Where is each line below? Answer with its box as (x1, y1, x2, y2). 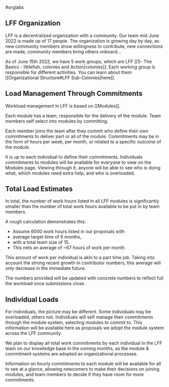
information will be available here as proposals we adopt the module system (5, 325, 164, 331)
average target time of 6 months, (12, 234, 82, 240)
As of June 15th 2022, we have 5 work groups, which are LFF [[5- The (5, 58, 152, 64)
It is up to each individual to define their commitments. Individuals (5, 154, 143, 160)
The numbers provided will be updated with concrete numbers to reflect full (5, 275, 164, 281)
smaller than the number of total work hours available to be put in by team (5, 203, 160, 209)
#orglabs (5, 5, 24, 10)
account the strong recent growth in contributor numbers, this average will (5, 260, 161, 266)
